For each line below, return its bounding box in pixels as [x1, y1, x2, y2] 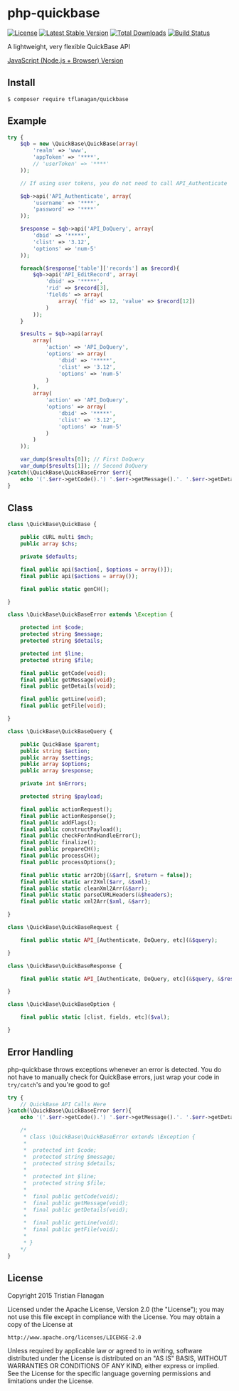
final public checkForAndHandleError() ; [20, 832, 142, 839]
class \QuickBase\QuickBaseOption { [7, 1001, 116, 1008]
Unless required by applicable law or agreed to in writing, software [7, 1346, 203, 1355]
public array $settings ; [20, 754, 94, 761]
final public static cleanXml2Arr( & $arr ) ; [20, 885, 148, 892]
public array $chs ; [20, 540, 78, 547]
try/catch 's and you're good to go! [7, 1080, 110, 1088]
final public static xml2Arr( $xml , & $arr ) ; [20, 898, 152, 906]
